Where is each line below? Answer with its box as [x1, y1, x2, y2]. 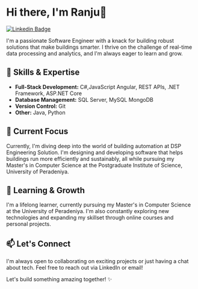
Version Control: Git [14, 102, 66, 110]
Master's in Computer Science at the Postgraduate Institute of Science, [6, 161, 183, 169]
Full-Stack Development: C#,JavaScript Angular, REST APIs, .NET [14, 83, 180, 90]
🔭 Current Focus [6, 126, 69, 137]
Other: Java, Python [14, 108, 66, 116]
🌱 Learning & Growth [6, 185, 85, 195]
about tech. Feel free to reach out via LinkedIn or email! [6, 264, 143, 272]
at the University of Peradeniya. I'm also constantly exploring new [6, 208, 170, 215]
